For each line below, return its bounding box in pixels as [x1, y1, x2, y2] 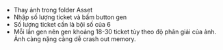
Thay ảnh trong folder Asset [13, 6, 93, 14]
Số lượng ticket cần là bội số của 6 [13, 21, 112, 28]
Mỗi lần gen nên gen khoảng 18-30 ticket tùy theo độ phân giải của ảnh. [13, 27, 217, 36]
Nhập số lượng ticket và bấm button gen [13, 13, 127, 21]
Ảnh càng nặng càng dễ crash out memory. [13, 35, 136, 43]
